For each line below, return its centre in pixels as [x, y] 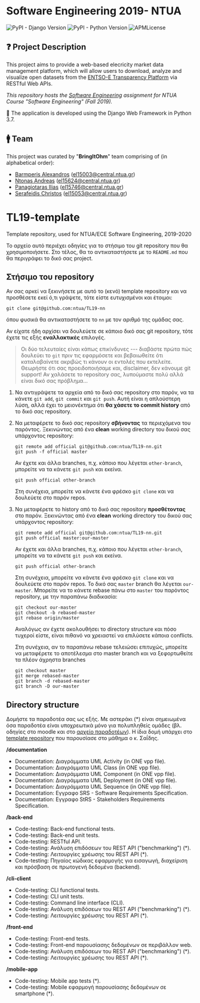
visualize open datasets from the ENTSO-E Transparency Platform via [92, 77]
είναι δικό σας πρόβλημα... [54, 381]
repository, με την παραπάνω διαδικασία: [66, 597]
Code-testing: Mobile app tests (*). [58, 981]
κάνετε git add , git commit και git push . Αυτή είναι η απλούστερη [98, 399]
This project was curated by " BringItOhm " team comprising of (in [87, 156]
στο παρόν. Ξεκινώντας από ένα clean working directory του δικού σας [103, 516]
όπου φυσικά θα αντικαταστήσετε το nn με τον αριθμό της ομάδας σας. [95, 320]
